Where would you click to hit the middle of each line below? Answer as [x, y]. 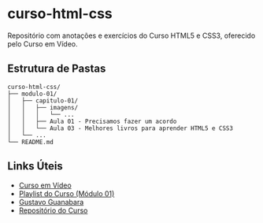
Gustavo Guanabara [51, 202]
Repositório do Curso [53, 210]
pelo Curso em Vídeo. [43, 43]
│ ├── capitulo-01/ [43, 100]
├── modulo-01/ [32, 94]
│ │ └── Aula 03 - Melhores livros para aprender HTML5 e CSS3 [120, 128]
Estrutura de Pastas [57, 69]
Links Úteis [35, 166]
